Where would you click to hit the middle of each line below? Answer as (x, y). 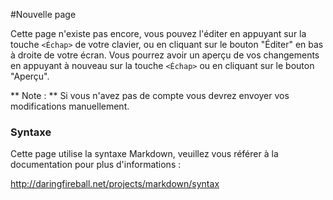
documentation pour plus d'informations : (96, 165)
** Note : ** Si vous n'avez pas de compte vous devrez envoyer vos (150, 95)
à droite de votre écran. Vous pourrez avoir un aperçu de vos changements (165, 55)
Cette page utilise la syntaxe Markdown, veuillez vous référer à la (144, 154)
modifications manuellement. (70, 106)
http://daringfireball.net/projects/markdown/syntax (115, 184)
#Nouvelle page (43, 14)
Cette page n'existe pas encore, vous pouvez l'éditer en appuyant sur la (158, 33)
